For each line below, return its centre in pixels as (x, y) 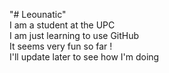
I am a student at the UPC (62, 25)
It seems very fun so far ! (61, 46)
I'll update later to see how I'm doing (84, 57)
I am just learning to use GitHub (74, 35)
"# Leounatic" (38, 14)
